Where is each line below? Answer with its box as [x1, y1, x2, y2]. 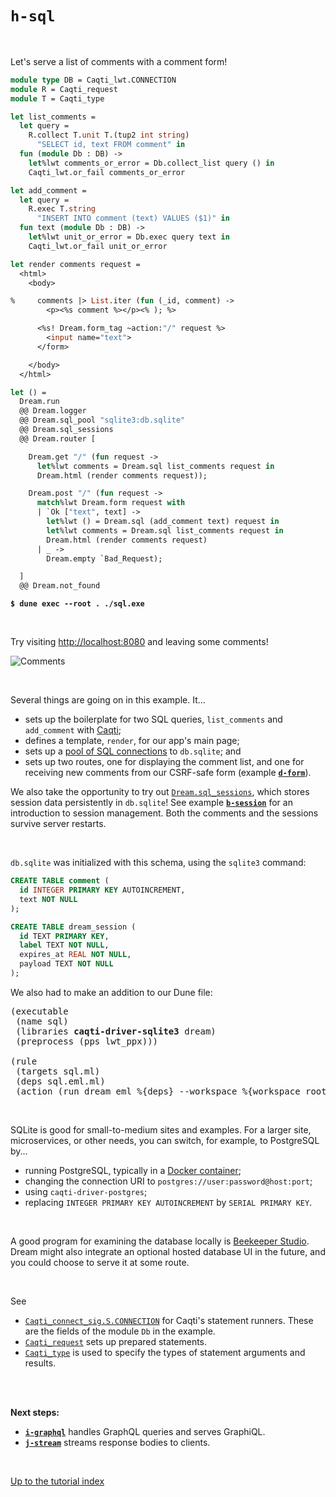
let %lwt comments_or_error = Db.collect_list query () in [28, 158, 275, 168]
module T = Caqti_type [10, 93, 105, 104]
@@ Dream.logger [19, 406, 87, 416]
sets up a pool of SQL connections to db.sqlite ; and [24, 745, 242, 757]
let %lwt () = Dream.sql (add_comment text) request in [46, 517, 280, 527]
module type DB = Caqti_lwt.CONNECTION [10, 75, 177, 85]
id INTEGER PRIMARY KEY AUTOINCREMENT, [19, 885, 186, 896]
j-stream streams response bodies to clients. [24, 1436, 211, 1448]
